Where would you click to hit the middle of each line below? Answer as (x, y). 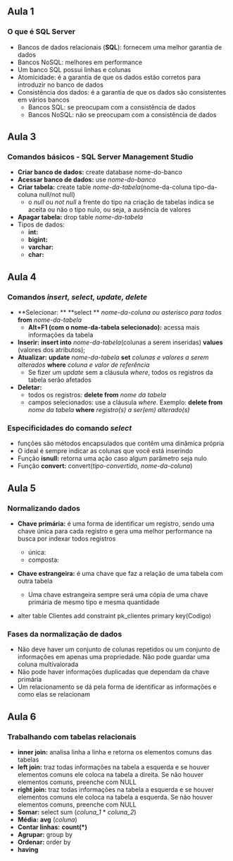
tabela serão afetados (59, 380)
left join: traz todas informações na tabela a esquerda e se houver (113, 767)
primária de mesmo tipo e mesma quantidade (94, 602)
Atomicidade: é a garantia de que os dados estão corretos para (109, 77)
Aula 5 (22, 488)
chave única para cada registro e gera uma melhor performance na (115, 531)
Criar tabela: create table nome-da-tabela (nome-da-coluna (105, 187)
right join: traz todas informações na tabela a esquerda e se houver (116, 790)
